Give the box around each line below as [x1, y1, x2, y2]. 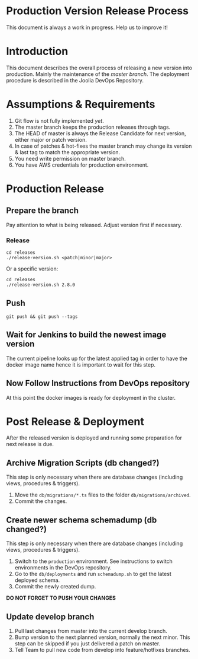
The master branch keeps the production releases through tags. [14, 123, 171, 130]
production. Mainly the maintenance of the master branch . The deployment [6, 70, 190, 78]
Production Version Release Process [6, 4, 189, 18]
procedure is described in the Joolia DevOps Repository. [6, 77, 144, 84]
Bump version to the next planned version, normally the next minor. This [14, 633, 190, 641]
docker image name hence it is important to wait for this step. [6, 361, 155, 368]
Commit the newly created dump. [14, 583, 96, 590]
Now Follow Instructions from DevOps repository [6, 378, 190, 389]
